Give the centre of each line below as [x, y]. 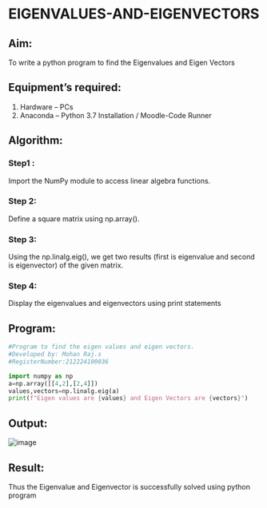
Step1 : [22, 163]
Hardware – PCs [46, 107]
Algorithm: [36, 141]
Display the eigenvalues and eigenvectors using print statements [115, 304]
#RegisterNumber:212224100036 [59, 361]
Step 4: [23, 286]
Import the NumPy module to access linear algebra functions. [110, 181]
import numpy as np [41, 376]
